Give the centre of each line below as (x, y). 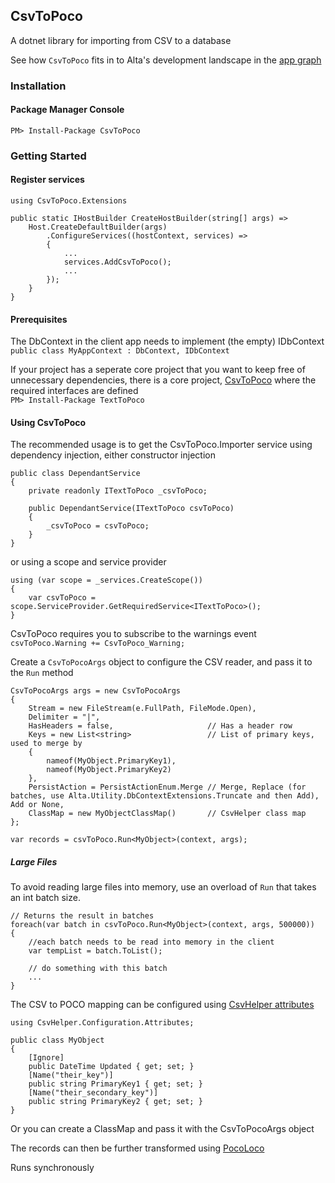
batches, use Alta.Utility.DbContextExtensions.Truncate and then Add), (165, 796)
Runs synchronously (52, 1168)
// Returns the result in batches (82, 916)
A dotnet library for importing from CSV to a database (121, 40)
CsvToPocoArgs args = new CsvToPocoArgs (96, 691)
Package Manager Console (67, 110)
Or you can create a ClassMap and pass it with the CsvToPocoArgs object (162, 1129)
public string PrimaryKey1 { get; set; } (115, 1084)
